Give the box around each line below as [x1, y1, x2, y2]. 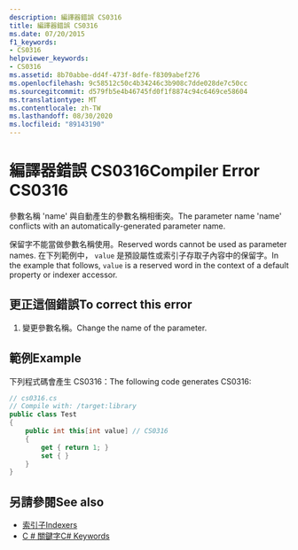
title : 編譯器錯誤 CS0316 [9, 21, 98, 30]
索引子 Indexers [21, 520, 78, 531]
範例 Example [9, 351, 82, 366]
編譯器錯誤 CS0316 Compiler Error [9, 161, 260, 182]
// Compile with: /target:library [9, 402, 137, 411]
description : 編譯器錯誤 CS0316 [9, 12, 122, 22]
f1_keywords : [9, 37, 58, 47]
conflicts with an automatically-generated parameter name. [9, 221, 226, 231]
